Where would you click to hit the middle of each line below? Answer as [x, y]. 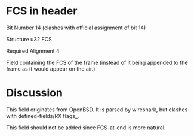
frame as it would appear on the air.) [51, 69]
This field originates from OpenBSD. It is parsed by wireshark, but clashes [97, 110]
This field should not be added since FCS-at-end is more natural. [86, 128]
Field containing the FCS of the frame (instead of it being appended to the [97, 62]
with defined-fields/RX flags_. [43, 116]
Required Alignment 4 [33, 51]
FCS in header [42, 11]
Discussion [34, 93]
